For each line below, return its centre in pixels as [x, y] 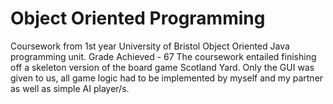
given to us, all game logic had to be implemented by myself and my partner [167, 78]
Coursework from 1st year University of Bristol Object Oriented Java [150, 46]
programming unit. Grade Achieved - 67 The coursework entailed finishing [163, 56]
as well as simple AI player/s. [70, 88]
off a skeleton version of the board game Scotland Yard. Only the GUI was [162, 67]
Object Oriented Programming [138, 18]
